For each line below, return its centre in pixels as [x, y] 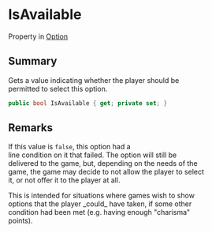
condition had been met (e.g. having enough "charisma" [99, 212]
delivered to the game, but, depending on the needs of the [103, 163]
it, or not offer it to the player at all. [64, 180]
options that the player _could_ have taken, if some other [100, 204]
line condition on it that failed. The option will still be [93, 155]
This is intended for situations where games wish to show [102, 196]
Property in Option [38, 36]
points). [20, 221]
